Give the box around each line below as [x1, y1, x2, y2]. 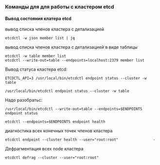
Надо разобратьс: [5, 97, 43, 103]
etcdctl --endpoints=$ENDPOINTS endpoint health [5, 119, 106, 125]
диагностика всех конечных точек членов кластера [5, 128, 113, 134]
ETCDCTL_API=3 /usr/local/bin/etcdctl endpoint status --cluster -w [5, 76, 147, 81]
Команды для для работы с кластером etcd [5, 3, 114, 10]
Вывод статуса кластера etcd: [5, 67, 68, 73]
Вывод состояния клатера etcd [5, 16, 71, 21]
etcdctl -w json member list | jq [5, 36, 75, 41]
